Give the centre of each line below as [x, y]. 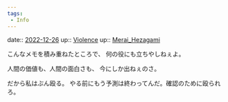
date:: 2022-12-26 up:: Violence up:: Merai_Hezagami [84, 39]
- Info [20, 20]
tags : [15, 13]
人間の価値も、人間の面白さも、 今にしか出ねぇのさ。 [84, 68]
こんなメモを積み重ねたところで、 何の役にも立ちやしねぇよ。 [96, 54]
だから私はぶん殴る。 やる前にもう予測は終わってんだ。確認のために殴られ [114, 83]
